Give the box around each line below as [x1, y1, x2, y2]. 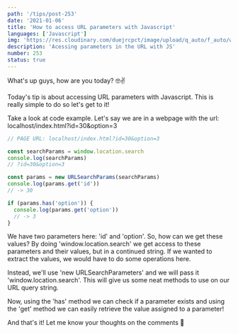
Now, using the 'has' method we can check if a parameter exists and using [7, 297, 225, 306]
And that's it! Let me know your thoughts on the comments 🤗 [7, 318, 185, 327]
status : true [7, 57, 46, 64]
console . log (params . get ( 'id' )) [7, 180, 100, 188]
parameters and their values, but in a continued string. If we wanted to [7, 247, 212, 255]
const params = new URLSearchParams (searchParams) [7, 174, 160, 181]
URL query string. [7, 284, 59, 292]
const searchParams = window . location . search [7, 148, 144, 155]
